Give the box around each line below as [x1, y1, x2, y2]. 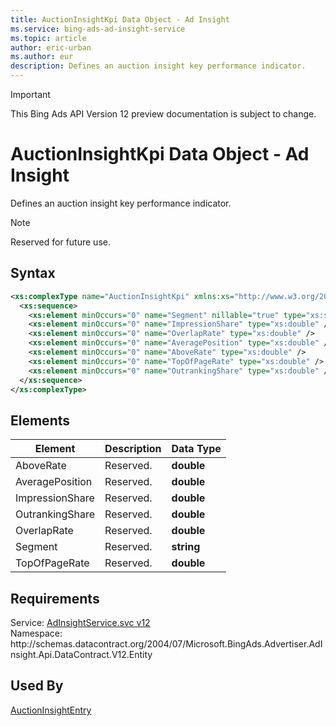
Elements [10, 412, 71, 429]
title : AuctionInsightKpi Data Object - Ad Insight [10, 14, 230, 25]
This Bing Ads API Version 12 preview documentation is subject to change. [10, 108, 317, 120]
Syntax [10, 265, 56, 282]
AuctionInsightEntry [10, 704, 92, 716]
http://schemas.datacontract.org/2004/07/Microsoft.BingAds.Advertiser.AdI [10, 638, 323, 650]
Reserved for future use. [10, 236, 111, 248]
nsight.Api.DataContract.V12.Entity [10, 649, 153, 660]
